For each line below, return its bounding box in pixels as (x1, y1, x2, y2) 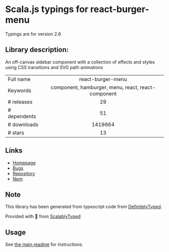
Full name (8, 76, 31, 83)
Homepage (12, 160, 36, 166)
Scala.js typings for (5, 4, 89, 15)
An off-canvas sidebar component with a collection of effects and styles (5, 59, 155, 65)
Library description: (5, 45, 69, 54)
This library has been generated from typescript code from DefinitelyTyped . (5, 204, 162, 210)
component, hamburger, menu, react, (50, 84, 139, 91)
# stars (8, 129, 24, 136)
